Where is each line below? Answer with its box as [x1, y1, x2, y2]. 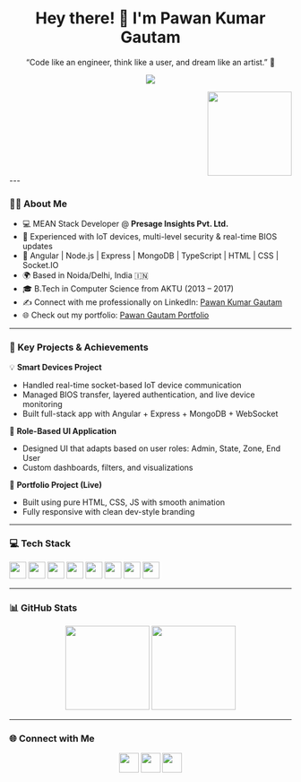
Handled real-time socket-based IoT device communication [21, 379, 242, 390]
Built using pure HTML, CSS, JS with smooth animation [21, 497, 226, 508]
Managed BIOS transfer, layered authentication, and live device [21, 389, 255, 400]
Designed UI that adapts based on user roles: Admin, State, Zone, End [21, 443, 281, 454]
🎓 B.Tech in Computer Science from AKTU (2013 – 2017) [21, 283, 235, 294]
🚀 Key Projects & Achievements [9, 341, 150, 353]
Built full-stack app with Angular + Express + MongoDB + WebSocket [21, 408, 279, 419]
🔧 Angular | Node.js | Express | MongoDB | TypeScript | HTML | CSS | [21, 250, 279, 261]
